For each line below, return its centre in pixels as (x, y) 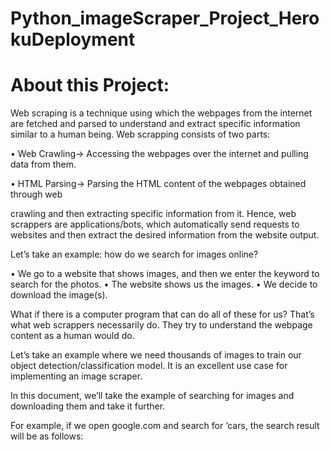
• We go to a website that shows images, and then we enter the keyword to (165, 274)
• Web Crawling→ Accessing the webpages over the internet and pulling (159, 154)
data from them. (43, 164)
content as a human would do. (72, 336)
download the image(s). (59, 295)
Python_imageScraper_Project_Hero (165, 18)
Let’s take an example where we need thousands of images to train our (156, 355)
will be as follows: (47, 436)
